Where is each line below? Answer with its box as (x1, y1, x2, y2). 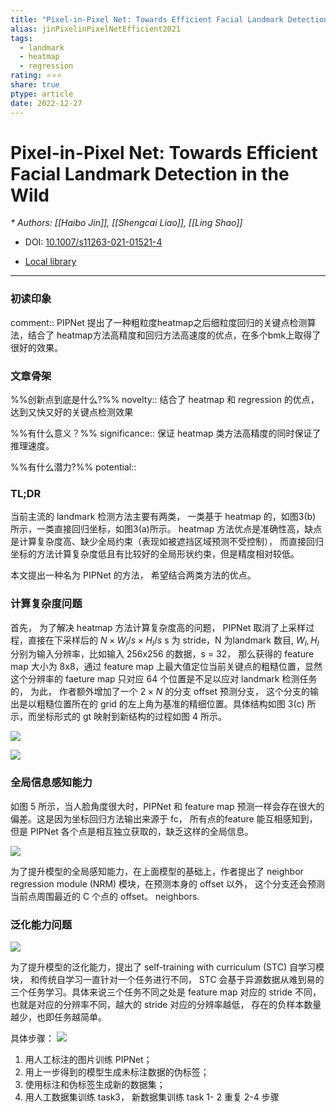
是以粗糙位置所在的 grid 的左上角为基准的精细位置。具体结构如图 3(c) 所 (18, 698, 317, 710)
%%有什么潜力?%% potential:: (10, 461, 137, 473)
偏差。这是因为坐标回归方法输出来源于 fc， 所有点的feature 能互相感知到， (10, 812, 318, 825)
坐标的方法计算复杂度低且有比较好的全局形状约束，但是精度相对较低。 (10, 548, 300, 560)
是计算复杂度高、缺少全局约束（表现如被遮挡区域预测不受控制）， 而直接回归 (10, 536, 324, 548)
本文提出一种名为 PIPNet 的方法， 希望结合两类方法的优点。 (10, 569, 257, 581)
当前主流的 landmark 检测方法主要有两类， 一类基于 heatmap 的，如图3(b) (10, 511, 317, 523)
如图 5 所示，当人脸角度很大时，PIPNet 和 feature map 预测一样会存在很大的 (10, 800, 325, 812)
